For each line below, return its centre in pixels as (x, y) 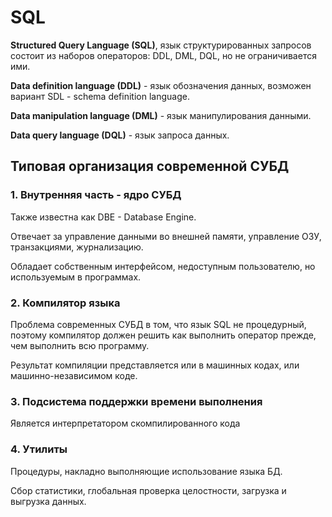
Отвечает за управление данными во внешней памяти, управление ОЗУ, (166, 236)
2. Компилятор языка (65, 303)
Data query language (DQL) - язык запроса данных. (120, 135)
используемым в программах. (76, 277)
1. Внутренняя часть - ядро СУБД (96, 195)
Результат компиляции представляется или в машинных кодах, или (155, 365)
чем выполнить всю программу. (80, 345)
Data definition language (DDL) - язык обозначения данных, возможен (161, 85)
